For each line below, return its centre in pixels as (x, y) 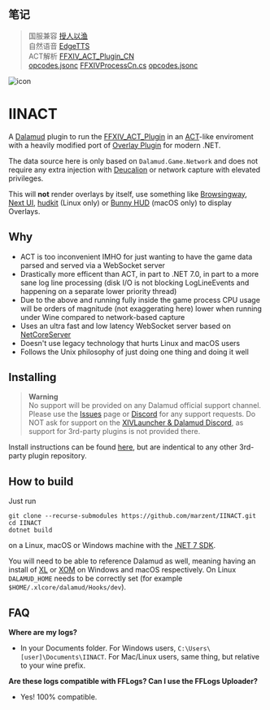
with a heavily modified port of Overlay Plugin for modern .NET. (115, 145)
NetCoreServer (46, 334)
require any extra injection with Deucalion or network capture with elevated (135, 169)
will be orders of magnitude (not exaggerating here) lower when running (141, 309)
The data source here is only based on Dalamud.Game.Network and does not (133, 160)
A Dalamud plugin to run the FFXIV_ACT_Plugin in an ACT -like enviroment (131, 136)
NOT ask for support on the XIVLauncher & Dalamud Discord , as (136, 423)
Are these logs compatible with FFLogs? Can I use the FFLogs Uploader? (133, 681)
